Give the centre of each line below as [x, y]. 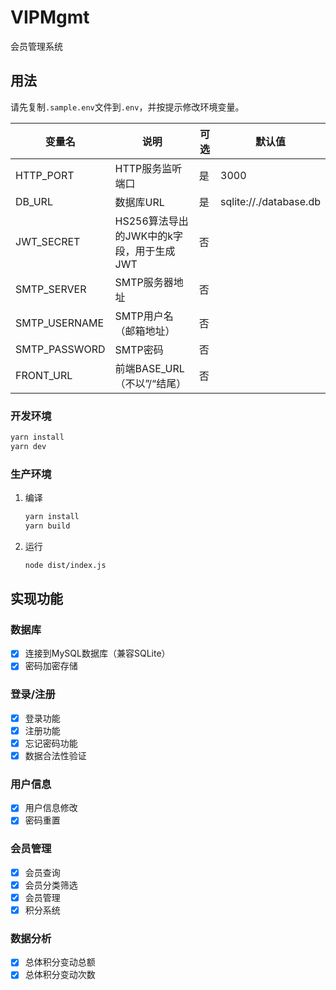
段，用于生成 [145, 251]
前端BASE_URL [149, 368]
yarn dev [28, 446]
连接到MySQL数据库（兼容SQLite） [97, 653]
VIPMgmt [50, 17]
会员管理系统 [36, 46]
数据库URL [139, 202]
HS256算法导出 [151, 221]
